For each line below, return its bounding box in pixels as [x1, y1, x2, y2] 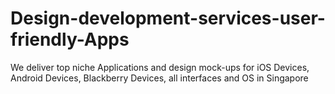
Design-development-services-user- [10, 7, 326, 30]
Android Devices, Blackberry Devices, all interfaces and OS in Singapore [10, 72, 309, 84]
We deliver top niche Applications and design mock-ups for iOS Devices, [10, 61, 310, 73]
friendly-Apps [10, 28, 130, 51]
